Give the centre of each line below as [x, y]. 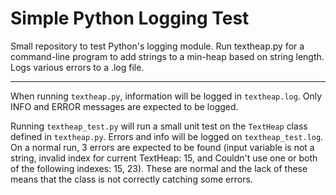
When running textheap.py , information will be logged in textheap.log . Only [166, 96]
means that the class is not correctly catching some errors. [131, 179]
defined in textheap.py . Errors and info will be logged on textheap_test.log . [167, 136]
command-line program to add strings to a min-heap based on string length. [167, 56]
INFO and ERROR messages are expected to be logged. [124, 106]
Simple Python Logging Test [130, 18]
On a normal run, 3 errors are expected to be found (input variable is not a [162, 147]
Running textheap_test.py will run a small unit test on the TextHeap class [159, 126]
